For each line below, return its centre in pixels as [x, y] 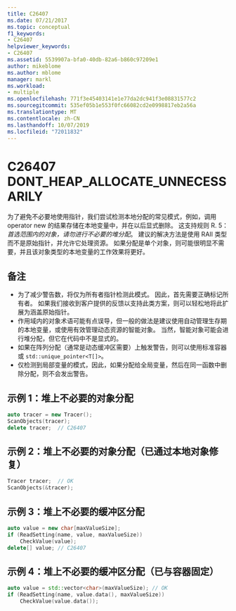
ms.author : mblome [34, 73]
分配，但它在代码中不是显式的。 [76, 339]
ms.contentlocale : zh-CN [44, 118]
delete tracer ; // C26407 [47, 428]
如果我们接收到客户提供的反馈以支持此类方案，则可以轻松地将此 [130, 303]
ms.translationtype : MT [42, 112]
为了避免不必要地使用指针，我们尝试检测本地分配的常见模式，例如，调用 [112, 217]
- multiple [23, 92]
